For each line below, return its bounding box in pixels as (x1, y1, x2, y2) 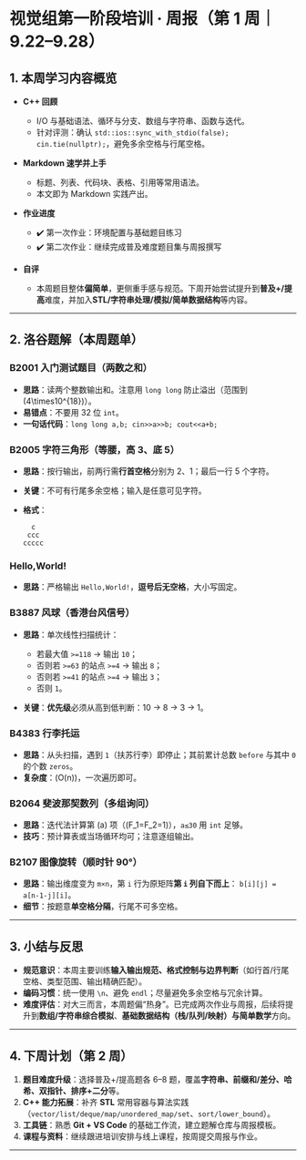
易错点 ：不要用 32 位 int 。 (22, 406, 125, 417)
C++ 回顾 (22, 97, 58, 107)
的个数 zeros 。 (22, 760, 78, 771)
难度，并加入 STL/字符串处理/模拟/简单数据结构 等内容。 (44, 294, 253, 305)
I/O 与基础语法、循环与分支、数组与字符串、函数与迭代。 (36, 116, 250, 126)
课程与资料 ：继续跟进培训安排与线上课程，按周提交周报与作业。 (22, 1131, 262, 1142)
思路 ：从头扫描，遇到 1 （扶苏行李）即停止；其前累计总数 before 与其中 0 (22, 749, 296, 760)
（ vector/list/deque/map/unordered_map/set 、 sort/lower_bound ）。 (22, 1108, 276, 1119)
